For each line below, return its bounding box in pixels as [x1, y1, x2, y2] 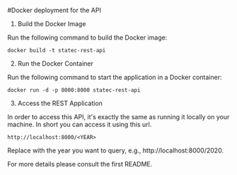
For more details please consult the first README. [7, 160, 153, 168]
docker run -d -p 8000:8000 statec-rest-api [7, 87, 141, 94]
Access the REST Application [17, 99, 103, 107]
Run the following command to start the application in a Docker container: [7, 73, 222, 81]
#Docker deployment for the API [7, 6, 101, 14]
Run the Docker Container [17, 59, 93, 68]
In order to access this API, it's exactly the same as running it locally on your [7, 113, 230, 121]
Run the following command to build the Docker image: [7, 33, 168, 42]
